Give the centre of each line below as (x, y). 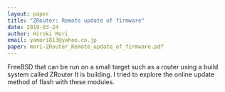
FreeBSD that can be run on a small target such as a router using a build (113, 67)
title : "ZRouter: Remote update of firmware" (76, 21)
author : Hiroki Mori (38, 34)
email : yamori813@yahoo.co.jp (52, 40)
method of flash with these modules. (61, 82)
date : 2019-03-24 (33, 27)
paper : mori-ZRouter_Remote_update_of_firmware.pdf (85, 47)
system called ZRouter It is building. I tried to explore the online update (111, 74)
